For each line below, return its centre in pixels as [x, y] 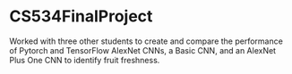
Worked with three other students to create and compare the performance [146, 41]
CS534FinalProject [81, 16]
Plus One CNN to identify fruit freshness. [85, 60]
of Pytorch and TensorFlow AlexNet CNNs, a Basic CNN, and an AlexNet [142, 50]
